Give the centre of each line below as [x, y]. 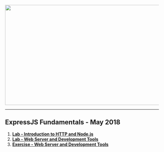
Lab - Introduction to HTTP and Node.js [53, 134]
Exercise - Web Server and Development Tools [60, 144]
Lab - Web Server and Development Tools [55, 139]
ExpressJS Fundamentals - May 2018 [63, 122]
